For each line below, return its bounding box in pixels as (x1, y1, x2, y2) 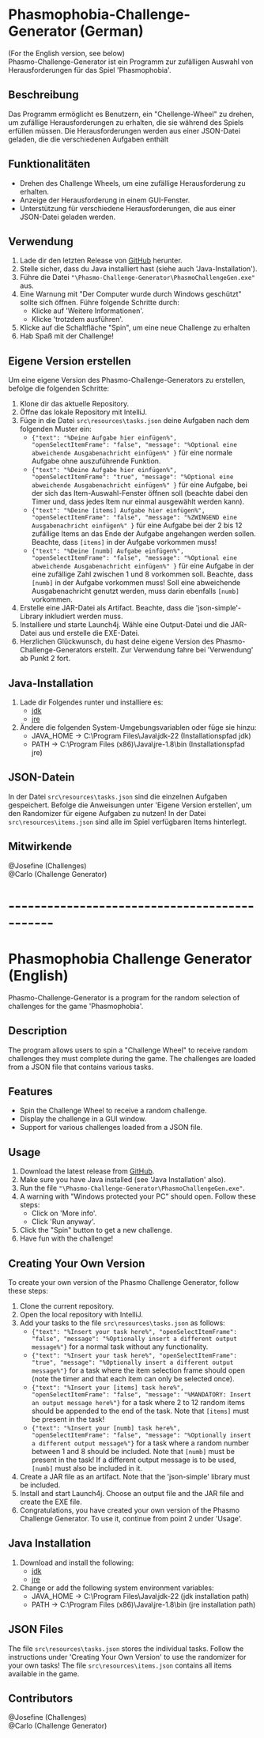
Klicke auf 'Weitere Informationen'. (31, 306, 145, 315)
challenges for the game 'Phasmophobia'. (8, 1001, 144, 1011)
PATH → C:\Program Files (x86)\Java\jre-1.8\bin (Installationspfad (31, 739, 245, 749)
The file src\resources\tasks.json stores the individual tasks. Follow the (8, 1643, 244, 1653)
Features (8, 1085, 53, 1098)
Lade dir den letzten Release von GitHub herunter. (19, 255, 183, 266)
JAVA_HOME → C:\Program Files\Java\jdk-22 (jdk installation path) (31, 1591, 250, 1600)
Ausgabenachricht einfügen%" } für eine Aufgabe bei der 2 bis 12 (31, 520, 243, 531)
